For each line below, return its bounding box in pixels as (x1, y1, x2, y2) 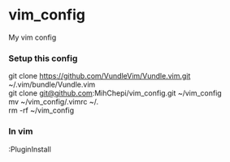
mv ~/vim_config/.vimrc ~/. (8, 97, 99, 107)
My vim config (8, 32, 57, 42)
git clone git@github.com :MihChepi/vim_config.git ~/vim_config (8, 88, 222, 98)
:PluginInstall (8, 144, 51, 154)
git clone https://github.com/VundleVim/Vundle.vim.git (8, 71, 191, 81)
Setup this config (8, 53, 78, 64)
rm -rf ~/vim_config (8, 105, 75, 115)
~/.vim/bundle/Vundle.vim (8, 79, 96, 90)
